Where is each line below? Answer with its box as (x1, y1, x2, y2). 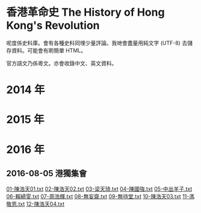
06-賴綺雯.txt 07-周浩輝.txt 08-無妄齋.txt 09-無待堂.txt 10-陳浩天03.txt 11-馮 (6, 193, 194, 200)
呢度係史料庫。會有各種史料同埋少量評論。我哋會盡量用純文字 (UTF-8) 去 (6, 39, 188, 46)
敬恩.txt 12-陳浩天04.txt (6, 200, 65, 208)
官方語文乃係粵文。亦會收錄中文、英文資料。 (6, 60, 117, 67)
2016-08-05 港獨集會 (6, 168, 87, 178)
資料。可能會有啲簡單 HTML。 (11, 46, 86, 54)
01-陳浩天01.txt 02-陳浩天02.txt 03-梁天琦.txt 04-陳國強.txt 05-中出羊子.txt (6, 185, 193, 193)
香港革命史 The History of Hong (6, 5, 165, 19)
